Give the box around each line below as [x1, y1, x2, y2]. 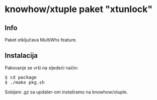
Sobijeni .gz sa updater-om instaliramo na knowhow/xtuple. [5, 89, 128, 95]
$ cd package [5, 74, 37, 80]
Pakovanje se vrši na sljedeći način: [5, 64, 78, 71]
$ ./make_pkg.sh [5, 79, 45, 85]
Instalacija [5, 51, 38, 60]
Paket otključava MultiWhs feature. [5, 37, 77, 43]
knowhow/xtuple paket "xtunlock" [5, 4, 153, 15]
